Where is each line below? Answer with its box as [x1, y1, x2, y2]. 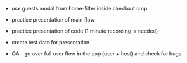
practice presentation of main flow [11, 16, 95, 23]
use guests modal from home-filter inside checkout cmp [11, 5, 147, 12]
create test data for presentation [11, 39, 90, 45]
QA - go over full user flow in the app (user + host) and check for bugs [11, 50, 182, 57]
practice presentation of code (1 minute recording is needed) [11, 27, 158, 34]
